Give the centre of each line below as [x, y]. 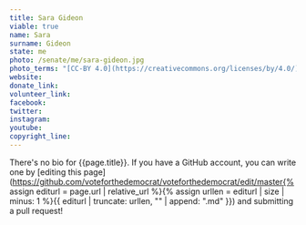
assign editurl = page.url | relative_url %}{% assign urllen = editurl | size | [147, 191]
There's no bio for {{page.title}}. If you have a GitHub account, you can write [153, 162]
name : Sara [30, 35]
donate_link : [34, 86]
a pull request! [36, 210]
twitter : [26, 111]
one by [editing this [46, 172]
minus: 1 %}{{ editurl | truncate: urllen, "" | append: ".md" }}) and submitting [152, 200]
